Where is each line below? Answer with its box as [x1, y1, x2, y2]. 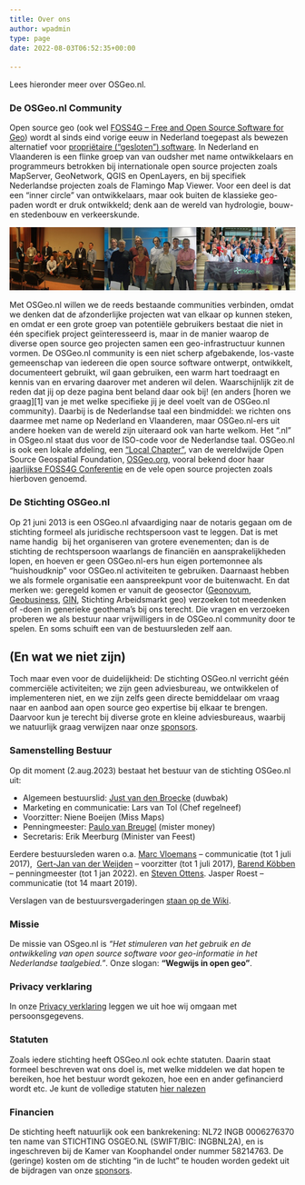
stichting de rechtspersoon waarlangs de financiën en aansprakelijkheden [9, 545, 286, 556]
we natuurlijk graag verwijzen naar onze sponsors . [9, 722, 198, 732]
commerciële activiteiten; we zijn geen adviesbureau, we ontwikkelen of [9, 682, 280, 694]
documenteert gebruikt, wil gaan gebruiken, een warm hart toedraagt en [9, 367, 280, 378]
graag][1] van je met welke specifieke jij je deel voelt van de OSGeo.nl [9, 396, 271, 407]
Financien [9, 1105, 54, 1118]
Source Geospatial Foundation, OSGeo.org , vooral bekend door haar [9, 454, 265, 465]
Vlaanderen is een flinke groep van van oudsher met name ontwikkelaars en [9, 151, 293, 163]
